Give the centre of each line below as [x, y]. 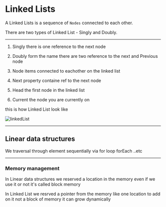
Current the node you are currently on [51, 99]
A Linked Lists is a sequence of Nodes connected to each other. [69, 23]
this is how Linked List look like [37, 109]
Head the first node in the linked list [48, 90]
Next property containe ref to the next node [57, 81]
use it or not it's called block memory [43, 184]
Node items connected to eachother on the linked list [66, 71]
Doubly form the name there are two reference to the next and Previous [85, 56]
